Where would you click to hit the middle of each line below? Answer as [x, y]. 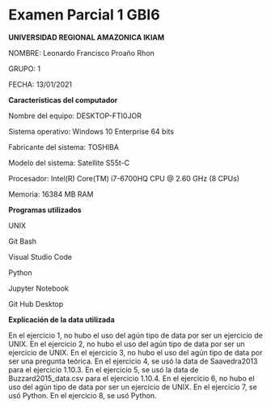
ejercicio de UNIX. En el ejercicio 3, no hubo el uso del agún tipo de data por [135, 352]
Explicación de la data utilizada [61, 319]
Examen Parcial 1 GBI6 [84, 15]
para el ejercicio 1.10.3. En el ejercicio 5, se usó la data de [104, 369]
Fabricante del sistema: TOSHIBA [64, 147]
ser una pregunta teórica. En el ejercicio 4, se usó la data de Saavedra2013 [133, 361]
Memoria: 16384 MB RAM [51, 194]
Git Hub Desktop [36, 304]
